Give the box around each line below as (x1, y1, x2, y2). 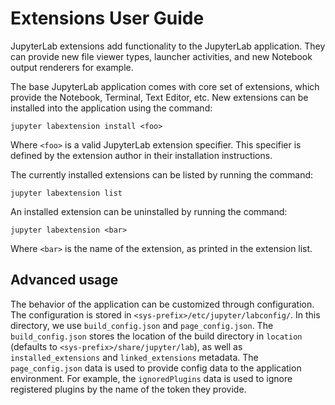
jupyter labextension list (10, 188, 123, 198)
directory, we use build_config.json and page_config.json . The (10, 319, 274, 331)
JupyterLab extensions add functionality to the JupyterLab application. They (10, 40, 326, 52)
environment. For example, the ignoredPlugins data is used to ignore (10, 372, 293, 384)
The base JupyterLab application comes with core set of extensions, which (10, 80, 320, 92)
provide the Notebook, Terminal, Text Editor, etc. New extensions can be (10, 91, 309, 103)
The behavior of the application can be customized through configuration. (10, 298, 315, 310)
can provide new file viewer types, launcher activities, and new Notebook (10, 50, 313, 62)
